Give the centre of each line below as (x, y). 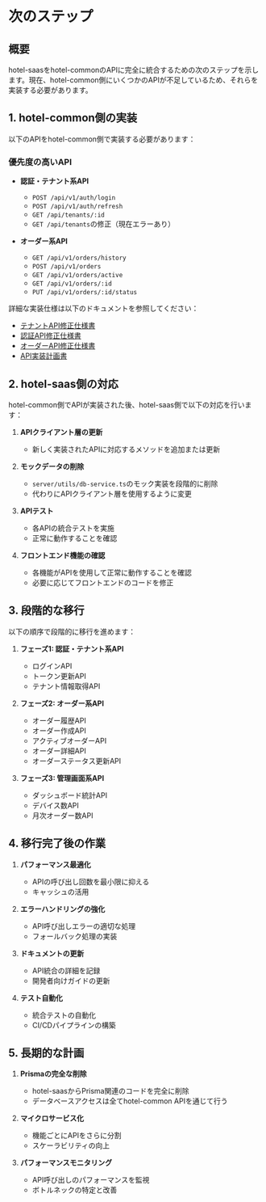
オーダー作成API (59, 730)
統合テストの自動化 (64, 1014)
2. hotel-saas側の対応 (63, 384)
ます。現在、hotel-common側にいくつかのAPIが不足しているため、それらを (133, 80)
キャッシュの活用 (60, 892)
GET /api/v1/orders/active (77, 276)
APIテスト (37, 511)
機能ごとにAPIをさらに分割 (77, 1136)
